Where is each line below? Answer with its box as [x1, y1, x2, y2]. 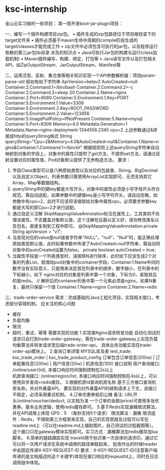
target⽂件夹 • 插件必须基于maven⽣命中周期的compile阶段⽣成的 [5, 37, 138, 43]
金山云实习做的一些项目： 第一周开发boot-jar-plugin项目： [5, 20, 123, 26]
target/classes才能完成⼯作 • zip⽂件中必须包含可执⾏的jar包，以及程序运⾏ [5, 43, 158, 49]
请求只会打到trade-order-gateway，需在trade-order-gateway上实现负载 [12, 335, 158, 342]
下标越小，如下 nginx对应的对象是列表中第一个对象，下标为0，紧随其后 [12, 271, 157, 278]
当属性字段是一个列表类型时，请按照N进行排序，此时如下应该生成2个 [12, 253, 152, 259]
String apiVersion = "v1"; [12, 229, 63, 235]
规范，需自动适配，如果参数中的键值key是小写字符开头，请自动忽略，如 [12, 192, 158, 198]
